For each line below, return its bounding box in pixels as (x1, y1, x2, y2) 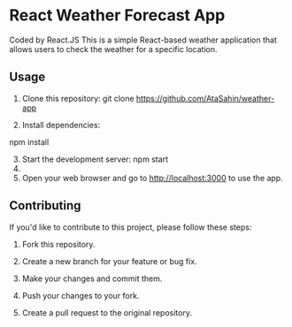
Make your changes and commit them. (21, 273, 163, 284)
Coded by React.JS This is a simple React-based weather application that (9, 34, 277, 45)
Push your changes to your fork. (21, 290, 140, 300)
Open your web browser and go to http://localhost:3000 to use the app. (21, 172, 283, 183)
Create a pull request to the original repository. (21, 307, 193, 318)
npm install (9, 136, 50, 147)
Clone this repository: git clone (21, 93, 134, 103)
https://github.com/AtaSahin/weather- (135, 93, 275, 103)
